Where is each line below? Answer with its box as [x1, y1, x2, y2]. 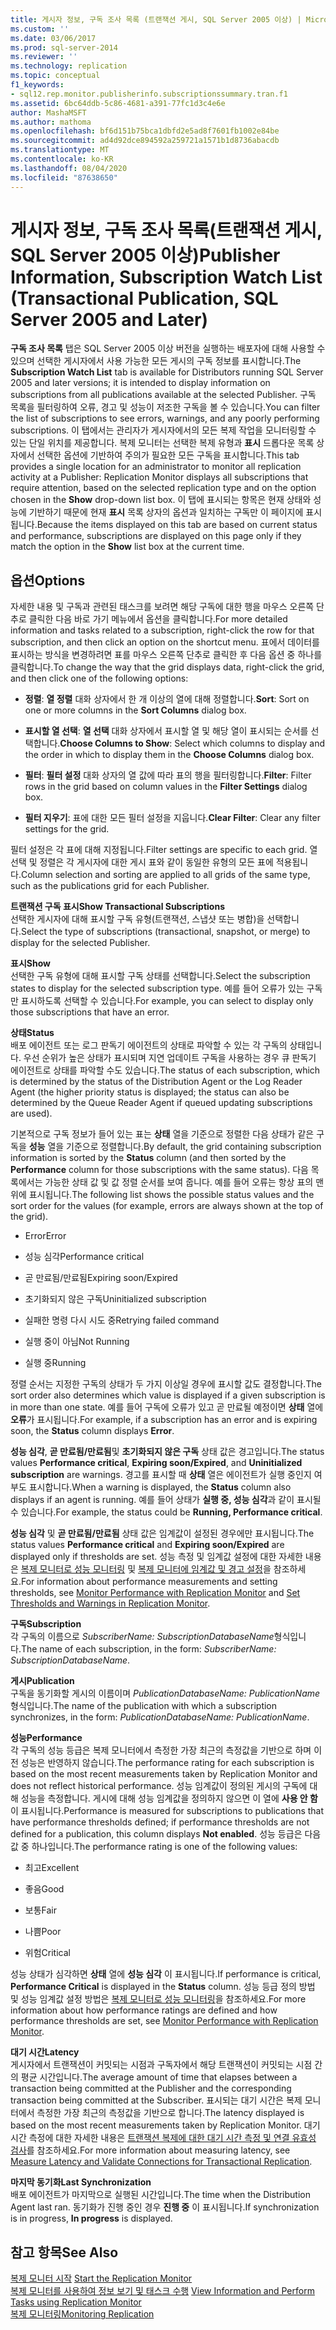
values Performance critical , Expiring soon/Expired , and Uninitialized [10, 1457, 303, 1469]
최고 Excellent [24, 1862, 80, 1874]
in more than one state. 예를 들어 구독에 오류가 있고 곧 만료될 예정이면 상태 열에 [10, 1401, 324, 1413]
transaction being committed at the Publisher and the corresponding [10, 2082, 292, 2095]
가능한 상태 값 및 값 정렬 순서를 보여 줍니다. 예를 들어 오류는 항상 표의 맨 [44, 1176, 325, 1188]
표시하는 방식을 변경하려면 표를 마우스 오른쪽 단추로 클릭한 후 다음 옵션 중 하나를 [10, 649, 323, 661]
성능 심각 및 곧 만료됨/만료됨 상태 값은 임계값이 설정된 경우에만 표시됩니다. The [10, 1527, 315, 1540]
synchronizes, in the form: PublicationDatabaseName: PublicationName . [10, 1711, 310, 1723]
